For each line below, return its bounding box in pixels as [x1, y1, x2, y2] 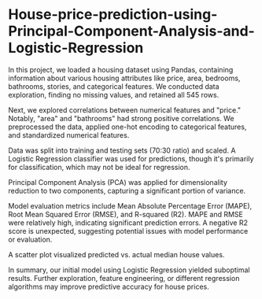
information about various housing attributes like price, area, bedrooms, [8, 73, 241, 83]
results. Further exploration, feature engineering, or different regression [8, 273, 240, 282]
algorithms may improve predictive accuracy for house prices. [8, 282, 210, 291]
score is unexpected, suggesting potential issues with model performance [8, 226, 249, 235]
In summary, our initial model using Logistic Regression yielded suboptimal [8, 265, 250, 275]
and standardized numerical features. [8, 130, 130, 139]
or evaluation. [8, 234, 53, 244]
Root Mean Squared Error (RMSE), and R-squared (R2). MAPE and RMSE [8, 209, 244, 219]
